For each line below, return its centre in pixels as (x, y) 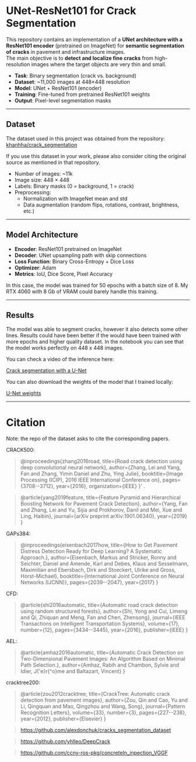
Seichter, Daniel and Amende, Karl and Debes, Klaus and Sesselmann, (104, 564)
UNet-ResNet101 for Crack (71, 11)
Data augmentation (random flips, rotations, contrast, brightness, (101, 205)
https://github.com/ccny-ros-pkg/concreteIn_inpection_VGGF (94, 753)
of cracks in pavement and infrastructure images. (66, 52)
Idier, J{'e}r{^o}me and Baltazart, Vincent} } (73, 671)
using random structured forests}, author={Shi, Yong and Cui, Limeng (104, 611)
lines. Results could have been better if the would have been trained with (93, 335)
